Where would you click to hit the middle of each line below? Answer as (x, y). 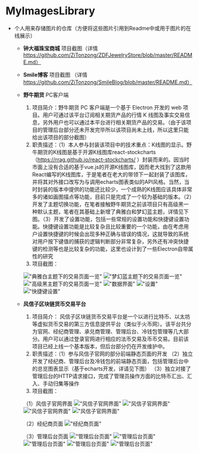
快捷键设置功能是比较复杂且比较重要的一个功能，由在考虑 (113, 226)
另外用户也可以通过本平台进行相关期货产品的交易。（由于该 (114, 122)
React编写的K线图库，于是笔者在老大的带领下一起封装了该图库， (111, 174)
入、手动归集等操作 (56, 383)
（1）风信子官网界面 (48, 404)
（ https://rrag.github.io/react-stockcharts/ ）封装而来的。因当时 (111, 160)
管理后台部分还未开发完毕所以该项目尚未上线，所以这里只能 (116, 130)
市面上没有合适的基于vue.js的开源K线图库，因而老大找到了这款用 (111, 167)
